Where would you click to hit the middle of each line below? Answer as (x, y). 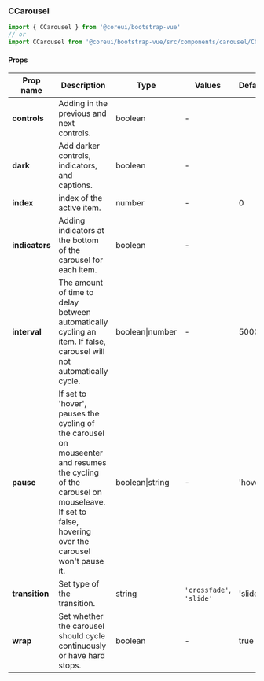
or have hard (82, 656)
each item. (78, 270)
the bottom (79, 240)
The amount (81, 283)
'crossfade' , (208, 590)
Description (83, 86)
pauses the (79, 413)
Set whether (81, 616)
